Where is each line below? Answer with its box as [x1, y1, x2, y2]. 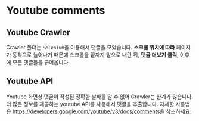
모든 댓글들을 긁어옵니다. [12, 59, 70, 66]
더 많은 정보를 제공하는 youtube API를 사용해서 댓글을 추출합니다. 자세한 [6, 100, 175, 107]
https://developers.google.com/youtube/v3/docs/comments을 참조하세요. [12, 108, 192, 115]
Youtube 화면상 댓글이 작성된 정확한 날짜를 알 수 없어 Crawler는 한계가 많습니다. [6, 93, 194, 100]
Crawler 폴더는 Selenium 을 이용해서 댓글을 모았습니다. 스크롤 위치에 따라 [6, 44, 175, 51]
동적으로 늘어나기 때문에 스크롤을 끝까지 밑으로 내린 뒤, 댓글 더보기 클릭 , [12, 51, 179, 58]
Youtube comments [6, 4, 105, 17]
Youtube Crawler [6, 27, 70, 38]
